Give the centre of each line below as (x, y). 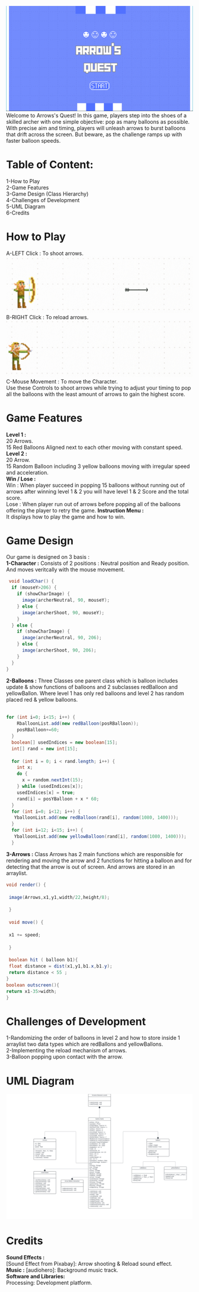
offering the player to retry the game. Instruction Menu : (75, 510)
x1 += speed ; (25, 935)
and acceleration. (28, 472)
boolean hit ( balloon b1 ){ (43, 960)
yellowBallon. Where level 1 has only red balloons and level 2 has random (95, 693)
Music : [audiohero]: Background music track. (62, 1270)
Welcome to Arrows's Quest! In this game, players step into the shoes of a (97, 115)
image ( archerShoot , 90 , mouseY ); (63, 612)
